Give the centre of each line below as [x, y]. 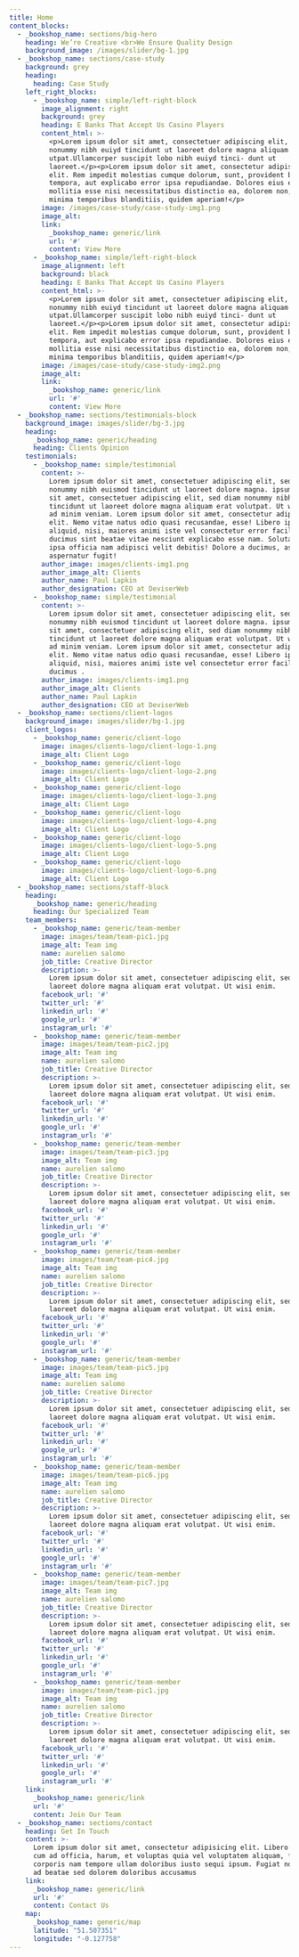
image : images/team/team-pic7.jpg [105, 1583]
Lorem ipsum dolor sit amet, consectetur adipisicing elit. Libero [161, 1848]
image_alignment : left [83, 266]
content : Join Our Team [77, 1814]
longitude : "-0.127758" [77, 1938]
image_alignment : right [85, 109]
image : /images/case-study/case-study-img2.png [131, 365]
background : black [75, 274]
